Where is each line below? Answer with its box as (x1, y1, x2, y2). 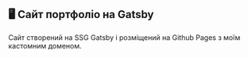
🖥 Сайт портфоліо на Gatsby (8, 8, 154, 21)
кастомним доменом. (8, 41, 82, 50)
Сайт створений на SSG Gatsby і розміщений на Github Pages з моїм (8, 32, 241, 42)
